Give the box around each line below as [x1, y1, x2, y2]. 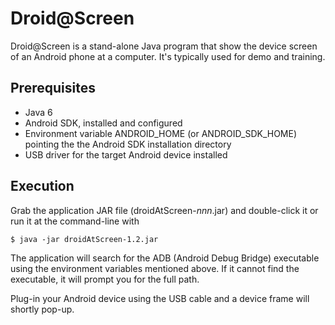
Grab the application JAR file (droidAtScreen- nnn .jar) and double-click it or [10, 204, 319, 216]
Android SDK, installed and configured [24, 117, 183, 129]
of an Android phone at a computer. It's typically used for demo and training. [10, 50, 326, 62]
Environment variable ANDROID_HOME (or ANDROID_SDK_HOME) [24, 127, 298, 139]
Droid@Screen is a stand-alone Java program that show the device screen [10, 40, 318, 52]
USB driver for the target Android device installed [24, 148, 228, 161]
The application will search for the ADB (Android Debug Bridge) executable [10, 252, 320, 264]
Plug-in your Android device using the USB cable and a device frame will [10, 292, 310, 304]
